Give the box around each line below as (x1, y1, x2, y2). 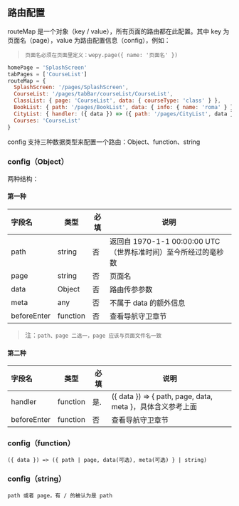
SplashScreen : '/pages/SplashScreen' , (14, 84, 129, 91)
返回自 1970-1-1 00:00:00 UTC (109, 237, 221, 247)
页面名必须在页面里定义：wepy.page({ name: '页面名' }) (24, 51, 178, 58)
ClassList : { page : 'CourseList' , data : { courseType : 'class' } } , (14, 97, 221, 105)
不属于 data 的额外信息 (109, 298, 186, 308)
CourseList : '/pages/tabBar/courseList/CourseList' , (14, 91, 174, 98)
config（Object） (7, 157, 69, 167)
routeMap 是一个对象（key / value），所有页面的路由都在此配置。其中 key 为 (7, 27, 230, 36)
